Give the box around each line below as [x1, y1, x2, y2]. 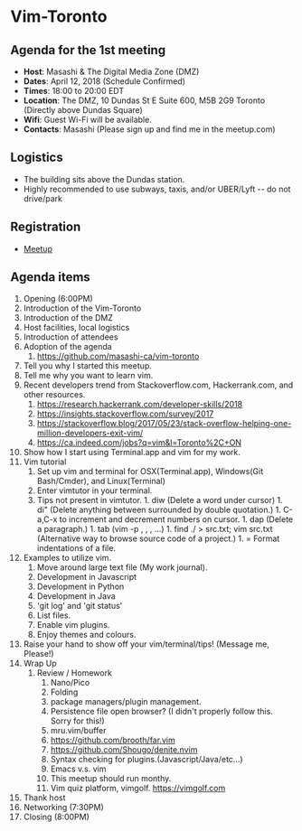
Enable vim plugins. [36, 620, 110, 630]
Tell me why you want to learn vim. [23, 370, 154, 381]
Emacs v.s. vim [50, 763, 107, 774]
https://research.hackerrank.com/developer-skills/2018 [36, 399, 243, 410]
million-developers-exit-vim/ [36, 427, 144, 439]
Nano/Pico [50, 677, 90, 688]
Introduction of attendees [23, 331, 118, 342]
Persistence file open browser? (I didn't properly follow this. [50, 706, 274, 717]
